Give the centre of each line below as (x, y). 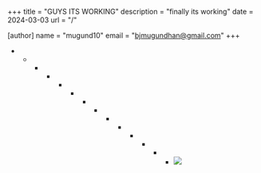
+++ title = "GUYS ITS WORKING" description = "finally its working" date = (130, 12)
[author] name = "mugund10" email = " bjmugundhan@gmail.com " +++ (124, 35)
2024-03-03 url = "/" (42, 20)
